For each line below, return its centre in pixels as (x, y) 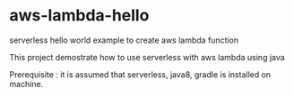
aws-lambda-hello (79, 16)
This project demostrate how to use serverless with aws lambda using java (147, 57)
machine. (26, 84)
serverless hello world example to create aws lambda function (124, 40)
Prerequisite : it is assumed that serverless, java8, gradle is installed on (140, 74)
